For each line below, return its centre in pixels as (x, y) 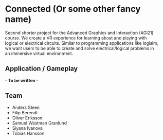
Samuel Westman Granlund (39, 123)
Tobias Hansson (28, 133)
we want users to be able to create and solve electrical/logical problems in (80, 48)
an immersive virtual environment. (39, 53)
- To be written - (22, 80)
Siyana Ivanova (27, 128)
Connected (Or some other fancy (73, 9)
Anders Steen (26, 107)
